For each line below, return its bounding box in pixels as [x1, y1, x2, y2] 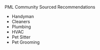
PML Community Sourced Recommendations [4, 4, 96, 10]
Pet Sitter [11, 34, 31, 40]
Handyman [11, 14, 34, 19]
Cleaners [11, 19, 30, 24]
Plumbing [11, 24, 31, 30]
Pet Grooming [11, 39, 40, 45]
